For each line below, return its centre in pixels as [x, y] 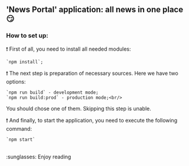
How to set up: [27, 36]
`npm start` [21, 140]
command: [19, 128]
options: [16, 81]
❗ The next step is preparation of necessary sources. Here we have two [92, 73]
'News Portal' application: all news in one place [95, 10]
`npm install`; [25, 62]
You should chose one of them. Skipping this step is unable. [79, 108]
